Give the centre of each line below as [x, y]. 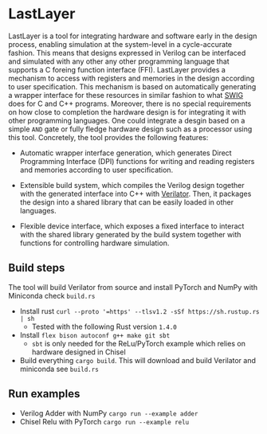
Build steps [37, 268]
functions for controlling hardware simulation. [94, 243]
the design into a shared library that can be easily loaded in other [126, 202]
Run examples [44, 394]
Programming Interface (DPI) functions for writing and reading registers [137, 161]
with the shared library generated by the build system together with [130, 234]
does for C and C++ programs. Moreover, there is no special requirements [130, 104]
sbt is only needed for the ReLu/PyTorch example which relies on [138, 343]
